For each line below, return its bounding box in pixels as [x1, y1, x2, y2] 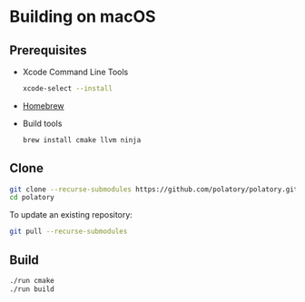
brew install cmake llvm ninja [22, 135, 142, 144]
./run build [9, 284, 54, 294]
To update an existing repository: [9, 209, 133, 220]
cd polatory [9, 193, 54, 202]
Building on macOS [9, 6, 156, 27]
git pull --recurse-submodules [9, 227, 128, 237]
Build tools [22, 118, 63, 129]
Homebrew [22, 100, 64, 111]
